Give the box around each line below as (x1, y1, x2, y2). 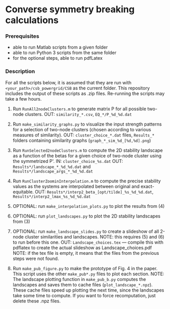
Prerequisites (5, 33, 39, 40)
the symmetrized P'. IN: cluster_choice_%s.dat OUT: (12, 158, 124, 164)
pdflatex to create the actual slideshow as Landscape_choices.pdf (12, 244, 152, 251)
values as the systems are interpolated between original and (12, 183, 140, 189)
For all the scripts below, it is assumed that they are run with (5, 79, 132, 85)
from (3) (12, 218, 31, 224)
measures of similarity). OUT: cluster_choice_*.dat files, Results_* (12, 132, 155, 138)
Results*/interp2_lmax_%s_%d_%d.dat (12, 194, 91, 199)
